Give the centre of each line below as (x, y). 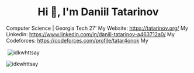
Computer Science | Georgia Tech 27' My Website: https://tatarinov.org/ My (97, 28)
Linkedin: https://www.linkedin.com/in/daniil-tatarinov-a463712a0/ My (91, 34)
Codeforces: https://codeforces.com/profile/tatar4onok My (77, 40)
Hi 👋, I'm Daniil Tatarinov (98, 12)
